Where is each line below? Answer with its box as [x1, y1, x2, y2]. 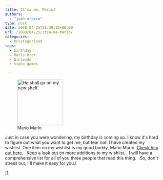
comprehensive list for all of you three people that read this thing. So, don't [5, 155, 159, 161]
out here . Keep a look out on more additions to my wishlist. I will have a [5, 150, 153, 156]
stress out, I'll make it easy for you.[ [5, 160, 77, 166]
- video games [9, 61, 38, 66]
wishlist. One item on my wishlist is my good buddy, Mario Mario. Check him [5, 145, 159, 151]
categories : [5, 35, 29, 40]
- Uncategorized [9, 39, 42, 44]
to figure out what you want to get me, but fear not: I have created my [5, 140, 145, 145]
